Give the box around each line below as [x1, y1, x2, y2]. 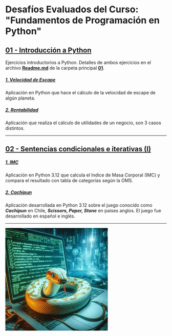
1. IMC [5, 159, 19, 165]
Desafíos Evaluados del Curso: [5, 4, 139, 15]
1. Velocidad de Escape [5, 76, 56, 83]
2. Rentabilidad [5, 107, 38, 113]
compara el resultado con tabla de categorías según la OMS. [5, 177, 133, 184]
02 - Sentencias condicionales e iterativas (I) [5, 145, 151, 153]
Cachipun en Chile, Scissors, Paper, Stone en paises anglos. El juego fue [5, 208, 161, 214]
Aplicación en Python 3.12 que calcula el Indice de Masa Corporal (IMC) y [5, 172, 160, 178]
